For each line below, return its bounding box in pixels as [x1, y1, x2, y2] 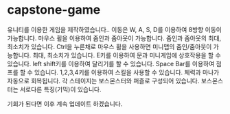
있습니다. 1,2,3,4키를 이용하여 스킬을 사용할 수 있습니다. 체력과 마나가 [34, 68, 220, 76]
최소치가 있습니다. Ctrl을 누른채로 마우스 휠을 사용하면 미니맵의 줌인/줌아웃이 [7, 42, 212, 51]
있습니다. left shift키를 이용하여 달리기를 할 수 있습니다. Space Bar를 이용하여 [7, 59, 215, 68]
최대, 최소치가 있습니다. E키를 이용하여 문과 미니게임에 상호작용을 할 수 [32, 51, 221, 59]
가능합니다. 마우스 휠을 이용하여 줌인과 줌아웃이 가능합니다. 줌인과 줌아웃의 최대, [7, 33, 222, 42]
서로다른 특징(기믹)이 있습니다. [19, 85, 102, 94]
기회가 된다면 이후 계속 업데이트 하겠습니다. [7, 100, 123, 108]
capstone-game [7, 2, 101, 18]
